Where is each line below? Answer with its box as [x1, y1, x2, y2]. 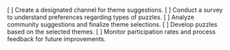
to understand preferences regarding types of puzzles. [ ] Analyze [7, 13, 194, 21]
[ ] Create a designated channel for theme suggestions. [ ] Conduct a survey [7, 6, 223, 14]
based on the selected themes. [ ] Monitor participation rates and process [7, 27, 216, 36]
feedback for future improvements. [7, 35, 106, 43]
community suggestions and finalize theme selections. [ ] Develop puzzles [7, 21, 218, 28]
